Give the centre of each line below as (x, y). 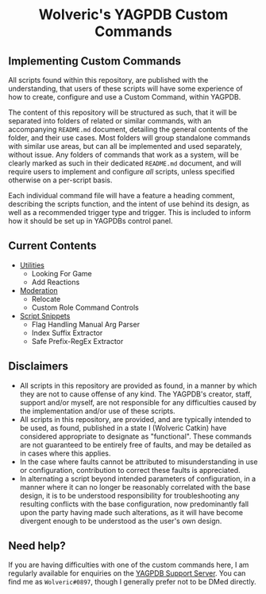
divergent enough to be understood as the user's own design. (121, 521)
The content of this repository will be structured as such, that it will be (123, 112)
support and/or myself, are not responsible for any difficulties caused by (138, 402)
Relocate (46, 299)
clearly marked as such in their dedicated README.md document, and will (125, 163)
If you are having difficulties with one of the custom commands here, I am (129, 565)
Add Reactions (56, 282)
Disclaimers (39, 367)
